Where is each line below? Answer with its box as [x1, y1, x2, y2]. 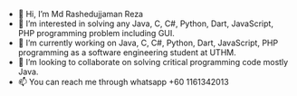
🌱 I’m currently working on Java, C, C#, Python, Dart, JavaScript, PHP [17, 37, 279, 48]
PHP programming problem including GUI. [17, 28, 175, 38]
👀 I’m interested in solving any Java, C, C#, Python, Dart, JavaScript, [17, 18, 274, 29]
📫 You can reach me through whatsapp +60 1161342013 [17, 77, 229, 87]
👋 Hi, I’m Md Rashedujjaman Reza [17, 9, 143, 19]
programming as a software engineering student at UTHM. [17, 47, 237, 58]
